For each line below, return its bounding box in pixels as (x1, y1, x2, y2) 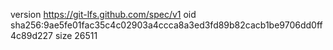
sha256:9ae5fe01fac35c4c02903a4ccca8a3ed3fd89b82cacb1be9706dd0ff (10, 19, 323, 31)
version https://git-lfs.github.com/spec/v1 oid (10, 9, 197, 20)
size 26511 (54, 30, 98, 41)
